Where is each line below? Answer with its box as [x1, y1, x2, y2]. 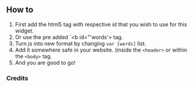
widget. [14, 27, 34, 34]
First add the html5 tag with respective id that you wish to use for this [14, 20, 188, 28]
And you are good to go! [14, 59, 76, 66]
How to [6, 5, 34, 15]
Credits [6, 74, 28, 82]
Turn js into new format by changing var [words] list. [14, 40, 147, 47]
